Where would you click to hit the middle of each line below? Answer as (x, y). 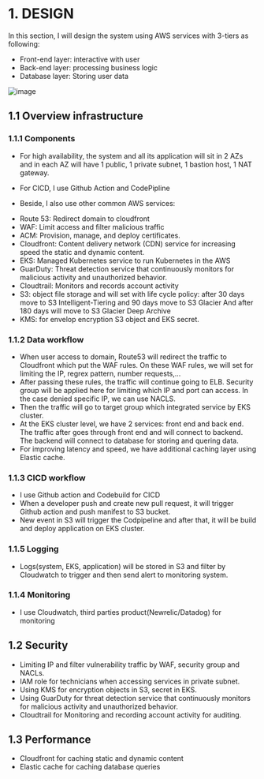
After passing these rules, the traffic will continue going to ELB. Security (136, 382)
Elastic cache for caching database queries (90, 767)
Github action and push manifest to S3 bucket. (95, 512)
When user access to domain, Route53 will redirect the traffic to (123, 357)
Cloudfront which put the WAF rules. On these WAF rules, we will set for (136, 365)
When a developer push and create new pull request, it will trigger (126, 504)
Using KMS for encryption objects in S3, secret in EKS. (108, 689)
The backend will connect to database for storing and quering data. (129, 440)
